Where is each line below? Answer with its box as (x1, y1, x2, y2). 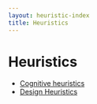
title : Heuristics (8, 19, 69, 27)
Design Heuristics (19, 87, 78, 97)
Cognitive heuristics (19, 79, 85, 88)
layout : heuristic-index (8, 11, 90, 20)
